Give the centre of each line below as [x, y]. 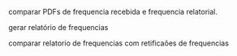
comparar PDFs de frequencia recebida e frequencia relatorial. [113, 12]
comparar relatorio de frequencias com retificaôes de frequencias [119, 43]
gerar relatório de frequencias [58, 27]
